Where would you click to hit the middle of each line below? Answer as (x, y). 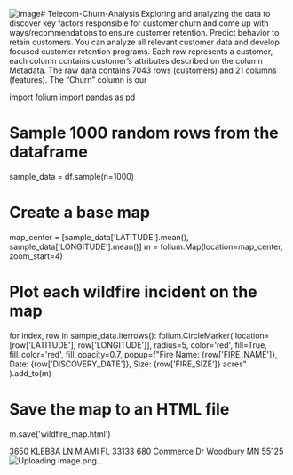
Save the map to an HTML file (119, 409)
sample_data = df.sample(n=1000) (72, 176)
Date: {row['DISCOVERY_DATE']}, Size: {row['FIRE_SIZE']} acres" (128, 364)
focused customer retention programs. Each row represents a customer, (141, 52)
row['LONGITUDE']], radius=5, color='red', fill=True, (173, 345)
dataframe (49, 152)
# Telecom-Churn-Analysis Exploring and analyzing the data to (155, 14)
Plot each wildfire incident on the (133, 292)
